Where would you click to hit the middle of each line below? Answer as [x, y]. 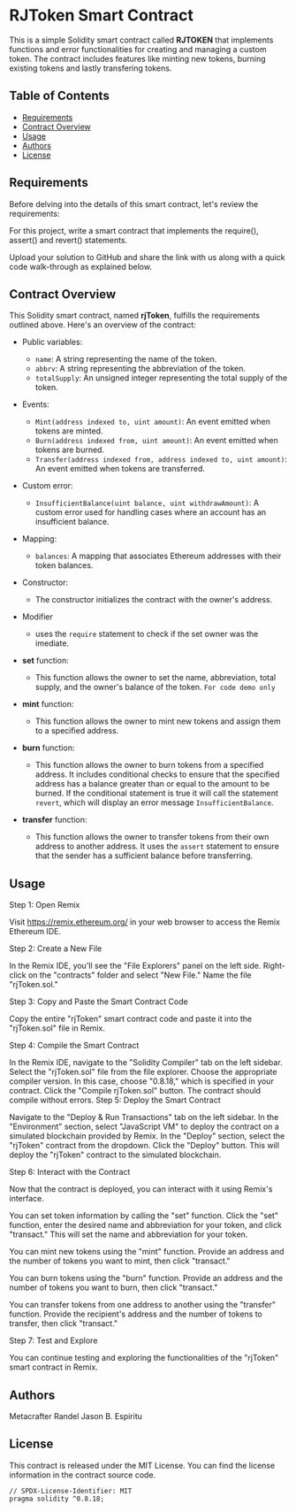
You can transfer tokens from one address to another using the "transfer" [143, 1305]
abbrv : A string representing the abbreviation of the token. [140, 369]
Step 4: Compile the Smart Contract [74, 1046]
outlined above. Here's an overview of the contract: [102, 325]
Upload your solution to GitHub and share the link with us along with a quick [147, 257]
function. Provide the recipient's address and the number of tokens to [136, 1314]
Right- [274, 966]
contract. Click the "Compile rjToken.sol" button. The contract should [135, 1091]
